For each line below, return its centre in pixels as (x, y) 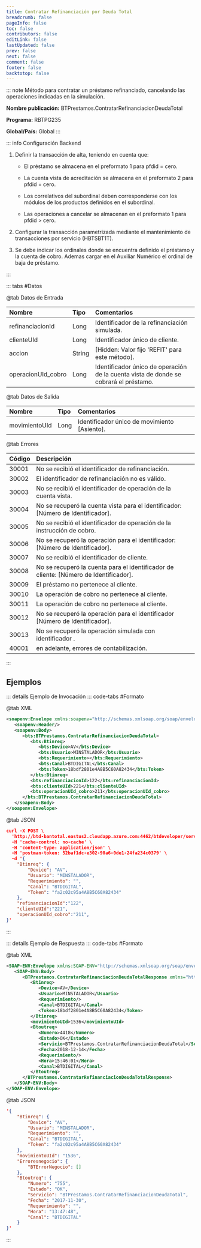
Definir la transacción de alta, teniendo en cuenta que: (82, 155)
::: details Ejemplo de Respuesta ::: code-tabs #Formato (75, 943)
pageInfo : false (26, 23)
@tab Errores (22, 444)
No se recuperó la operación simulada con (96, 631)
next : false (21, 56)
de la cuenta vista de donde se (138, 375)
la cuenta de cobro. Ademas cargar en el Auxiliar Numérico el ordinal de (103, 256)
